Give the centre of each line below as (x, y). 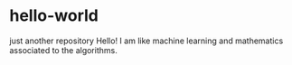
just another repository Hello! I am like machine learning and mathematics (146, 41)
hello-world (54, 16)
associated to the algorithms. (63, 50)
